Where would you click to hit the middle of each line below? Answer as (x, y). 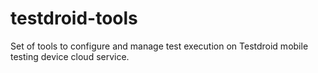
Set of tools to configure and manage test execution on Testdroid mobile (159, 46)
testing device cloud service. (70, 56)
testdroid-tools (74, 18)
